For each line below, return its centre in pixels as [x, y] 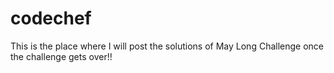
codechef [51, 18]
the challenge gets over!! [61, 56]
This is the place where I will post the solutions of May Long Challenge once [167, 46]
